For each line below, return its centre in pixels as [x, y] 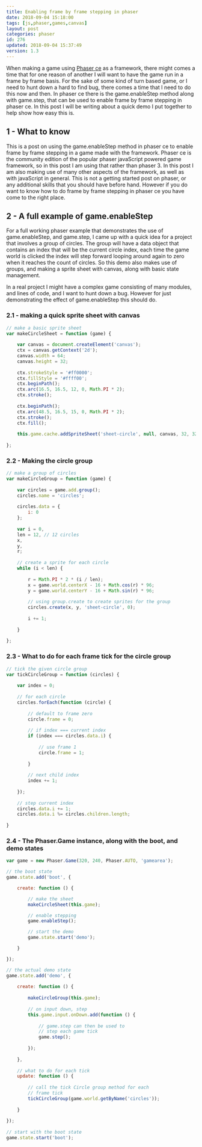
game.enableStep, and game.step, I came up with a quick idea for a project [99, 237]
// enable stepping [52, 915]
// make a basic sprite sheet [44, 328]
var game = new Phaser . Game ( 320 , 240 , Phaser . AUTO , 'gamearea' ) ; [90, 861]
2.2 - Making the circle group [50, 461]
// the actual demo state [38, 970]
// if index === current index [67, 730]
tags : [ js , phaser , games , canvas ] [47, 23]
